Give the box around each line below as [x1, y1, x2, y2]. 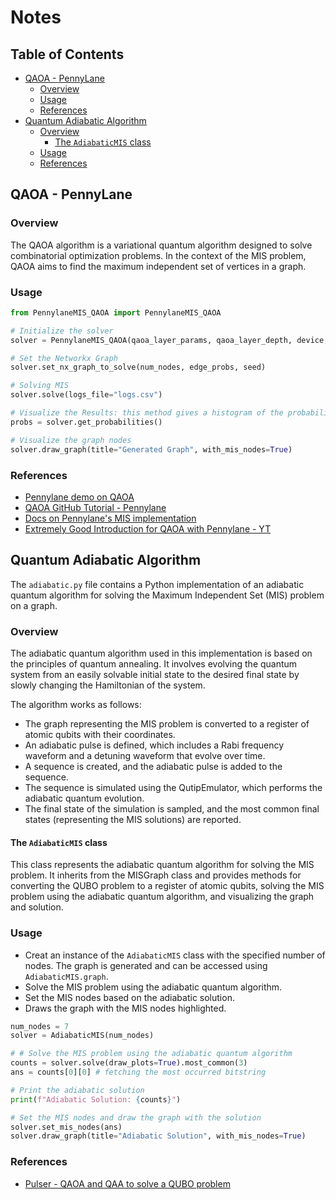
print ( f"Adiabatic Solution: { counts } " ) [10, 1094, 182, 1105]
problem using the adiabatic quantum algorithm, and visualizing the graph [10, 891, 315, 903]
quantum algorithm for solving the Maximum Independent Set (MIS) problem [10, 589, 325, 601]
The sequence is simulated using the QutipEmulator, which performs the [24, 782, 323, 794]
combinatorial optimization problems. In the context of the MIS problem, [10, 249, 307, 261]
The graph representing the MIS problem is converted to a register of [24, 718, 310, 730]
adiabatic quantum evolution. [24, 792, 145, 805]
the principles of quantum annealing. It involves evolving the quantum [10, 658, 298, 670]
